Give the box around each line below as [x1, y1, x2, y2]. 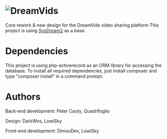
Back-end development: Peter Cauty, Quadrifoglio [5, 108, 110, 114]
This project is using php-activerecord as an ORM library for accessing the [5, 62, 162, 68]
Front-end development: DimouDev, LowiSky [5, 128, 99, 134]
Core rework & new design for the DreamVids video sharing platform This [5, 22, 159, 28]
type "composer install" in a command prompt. [5, 73, 103, 79]
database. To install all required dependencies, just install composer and [5, 67, 157, 74]
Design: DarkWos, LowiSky [5, 118, 62, 124]
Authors [5, 91, 41, 103]
